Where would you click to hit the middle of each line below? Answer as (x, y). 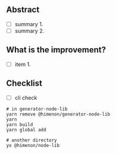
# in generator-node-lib (37, 109)
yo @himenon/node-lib (33, 145)
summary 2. (29, 31)
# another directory (32, 140)
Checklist (24, 84)
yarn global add (26, 130)
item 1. (23, 64)
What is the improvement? (56, 50)
